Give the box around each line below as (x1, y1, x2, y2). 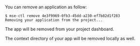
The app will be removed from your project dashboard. (5, 26, 114, 32)
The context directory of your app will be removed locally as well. (5, 36, 136, 41)
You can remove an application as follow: (5, 4, 87, 10)
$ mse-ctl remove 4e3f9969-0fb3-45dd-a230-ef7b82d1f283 (5, 14, 120, 18)
